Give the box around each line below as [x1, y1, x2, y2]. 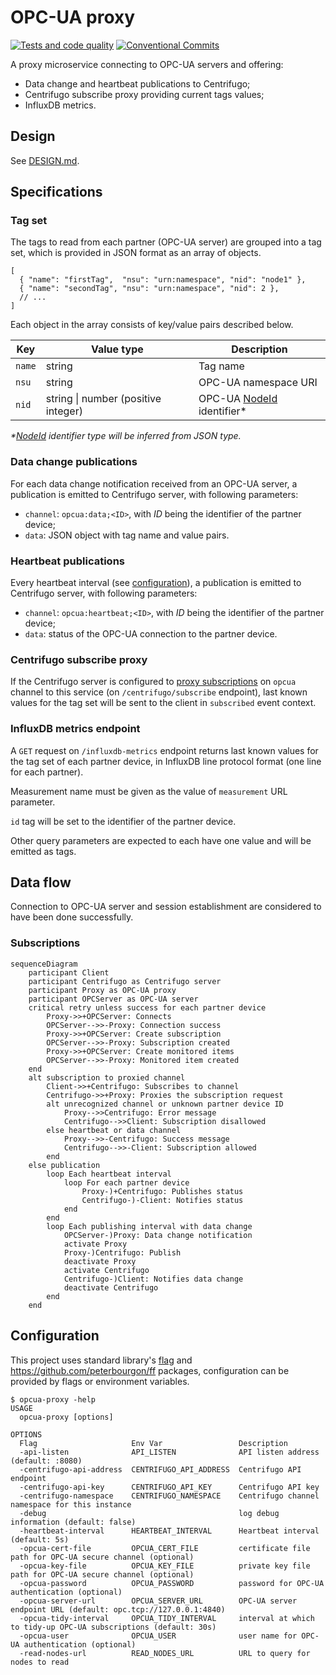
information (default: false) [10, 1517, 137, 1527]
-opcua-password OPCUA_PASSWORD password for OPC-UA [19, 1578, 325, 1588]
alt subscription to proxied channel [28, 1072, 186, 1083]
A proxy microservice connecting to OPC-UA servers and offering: [10, 58, 284, 70]
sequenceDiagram [10, 959, 78, 969]
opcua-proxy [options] [19, 1412, 114, 1422]
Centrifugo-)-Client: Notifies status [81, 1195, 244, 1205]
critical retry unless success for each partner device [28, 1002, 267, 1013]
